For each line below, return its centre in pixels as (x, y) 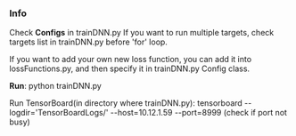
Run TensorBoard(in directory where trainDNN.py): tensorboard (126, 103)
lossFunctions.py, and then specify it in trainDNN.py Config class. (130, 68)
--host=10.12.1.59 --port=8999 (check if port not (199, 113)
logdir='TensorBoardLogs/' (59, 113)
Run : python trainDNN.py (56, 86)
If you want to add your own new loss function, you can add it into (131, 60)
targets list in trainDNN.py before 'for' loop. (88, 42)
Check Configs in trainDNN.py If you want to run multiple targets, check (142, 33)
